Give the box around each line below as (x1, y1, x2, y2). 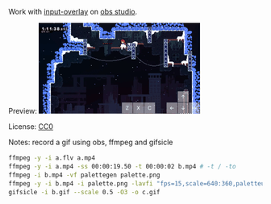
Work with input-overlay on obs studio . (8, 7, 138, 16)
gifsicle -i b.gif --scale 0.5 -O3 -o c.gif (8, 188, 161, 196)
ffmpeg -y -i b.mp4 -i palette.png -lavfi (8, 179, 153, 188)
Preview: (8, 106, 38, 115)
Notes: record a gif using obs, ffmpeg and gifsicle (8, 137, 173, 147)
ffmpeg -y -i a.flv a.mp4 (8, 154, 95, 162)
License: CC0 (8, 122, 54, 131)
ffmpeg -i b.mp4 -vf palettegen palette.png (8, 171, 161, 179)
